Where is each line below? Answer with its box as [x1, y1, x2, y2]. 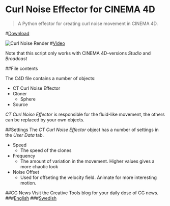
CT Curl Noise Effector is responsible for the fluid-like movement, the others [5, 111, 165, 117]
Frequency [12, 152, 36, 159]
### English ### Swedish [5, 195, 57, 201]
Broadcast [5, 55, 27, 62]
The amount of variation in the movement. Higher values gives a [20, 158, 155, 164]
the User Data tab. [5, 132, 44, 138]
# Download [5, 30, 30, 36]
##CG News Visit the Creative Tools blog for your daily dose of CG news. [5, 190, 159, 196]
